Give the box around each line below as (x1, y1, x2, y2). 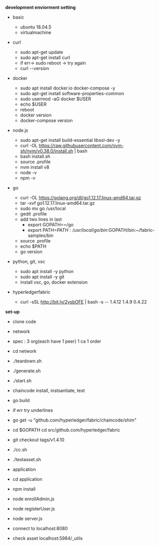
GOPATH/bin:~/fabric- (108, 227, 155, 233)
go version (20, 249, 43, 255)
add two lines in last (20, 216, 62, 222)
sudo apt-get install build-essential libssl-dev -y (20, 137, 121, 143)
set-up (5, 309, 20, 315)
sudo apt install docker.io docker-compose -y (20, 85, 115, 91)
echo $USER (20, 101, 47, 107)
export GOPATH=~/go (27, 222, 74, 228)
